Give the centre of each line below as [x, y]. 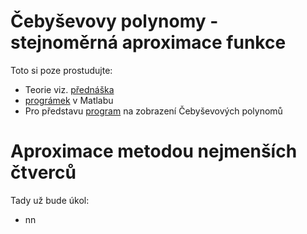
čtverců [43, 172]
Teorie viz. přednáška [69, 89]
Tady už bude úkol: [50, 200]
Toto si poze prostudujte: [61, 70]
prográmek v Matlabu [69, 100]
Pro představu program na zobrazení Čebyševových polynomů [153, 111]
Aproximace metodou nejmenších [154, 151]
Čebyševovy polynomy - [114, 21]
